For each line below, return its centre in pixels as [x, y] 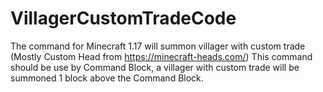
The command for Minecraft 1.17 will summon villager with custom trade [158, 46]
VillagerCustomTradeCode [123, 18]
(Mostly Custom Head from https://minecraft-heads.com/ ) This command [161, 56]
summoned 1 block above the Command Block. [107, 78]
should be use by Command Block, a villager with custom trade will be [155, 67]
